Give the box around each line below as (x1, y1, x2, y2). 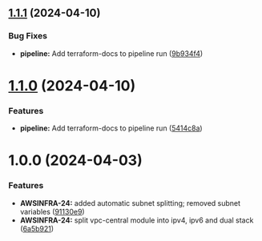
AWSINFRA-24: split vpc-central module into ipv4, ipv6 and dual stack (19, 215, 254, 225)
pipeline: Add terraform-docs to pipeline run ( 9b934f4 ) (19, 48, 204, 58)
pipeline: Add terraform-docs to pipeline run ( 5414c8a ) (19, 123, 203, 133)
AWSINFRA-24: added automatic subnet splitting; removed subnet (19, 198, 241, 207)
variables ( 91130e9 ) (19, 207, 86, 216)
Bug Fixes (8, 30, 48, 42)
